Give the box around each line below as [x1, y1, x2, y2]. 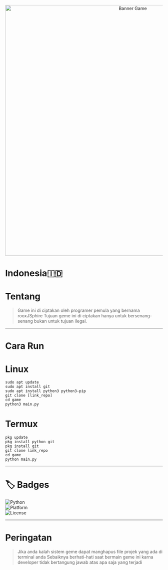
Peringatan [5, 532, 52, 543]
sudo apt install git [5, 384, 50, 390]
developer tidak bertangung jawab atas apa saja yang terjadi [17, 559, 142, 565]
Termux [5, 419, 38, 430]
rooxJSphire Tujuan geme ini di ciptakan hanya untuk [17, 313, 127, 319]
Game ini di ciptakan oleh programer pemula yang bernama [17, 307, 140, 313]
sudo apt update [5, 380, 39, 385]
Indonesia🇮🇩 [5, 268, 63, 279]
